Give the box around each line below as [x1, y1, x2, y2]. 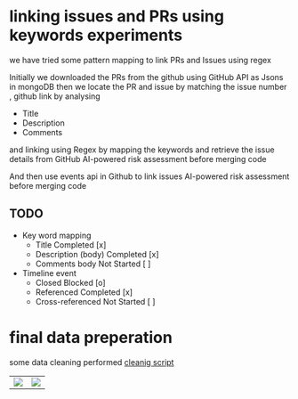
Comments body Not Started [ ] [35, 258, 151, 269]
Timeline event [21, 267, 77, 278]
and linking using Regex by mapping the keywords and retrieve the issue [9, 144, 275, 155]
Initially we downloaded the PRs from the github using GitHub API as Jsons [9, 71, 284, 82]
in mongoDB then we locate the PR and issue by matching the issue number [9, 81, 287, 92]
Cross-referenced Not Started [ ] [35, 296, 156, 306]
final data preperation [9, 327, 173, 347]
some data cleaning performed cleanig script [9, 356, 174, 367]
